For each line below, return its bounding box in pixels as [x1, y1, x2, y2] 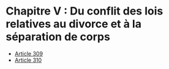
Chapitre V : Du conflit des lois [6, 4, 163, 18]
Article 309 [14, 50, 43, 57]
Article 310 [14, 56, 42, 64]
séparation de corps [6, 30, 111, 44]
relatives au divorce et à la [6, 17, 142, 31]
